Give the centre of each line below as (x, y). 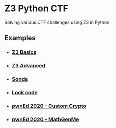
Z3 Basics (24, 52)
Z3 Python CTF (36, 9)
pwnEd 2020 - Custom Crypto (49, 106)
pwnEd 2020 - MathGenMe (45, 119)
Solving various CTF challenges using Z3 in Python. (58, 22)
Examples (20, 38)
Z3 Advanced (29, 66)
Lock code (25, 93)
